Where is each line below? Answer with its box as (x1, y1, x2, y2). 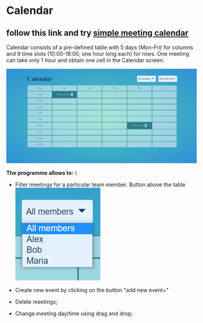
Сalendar (6, 4, 53, 18)
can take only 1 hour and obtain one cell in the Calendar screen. (6, 57, 165, 64)
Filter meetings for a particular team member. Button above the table (14, 181, 186, 188)
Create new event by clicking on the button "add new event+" (14, 286, 169, 293)
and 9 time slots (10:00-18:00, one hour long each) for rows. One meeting (6, 50, 189, 57)
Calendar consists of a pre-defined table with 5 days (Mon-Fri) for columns (6, 44, 193, 51)
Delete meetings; (14, 298, 58, 305)
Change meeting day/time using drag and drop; (14, 310, 133, 317)
